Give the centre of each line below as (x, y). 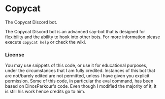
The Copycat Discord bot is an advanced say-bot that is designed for (75, 31)
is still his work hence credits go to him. (45, 92)
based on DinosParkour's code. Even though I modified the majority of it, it (81, 86)
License (15, 54)
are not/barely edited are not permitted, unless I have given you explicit (77, 76)
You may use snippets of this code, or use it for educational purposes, (76, 65)
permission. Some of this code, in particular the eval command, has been (79, 81)
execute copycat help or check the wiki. (46, 42)
